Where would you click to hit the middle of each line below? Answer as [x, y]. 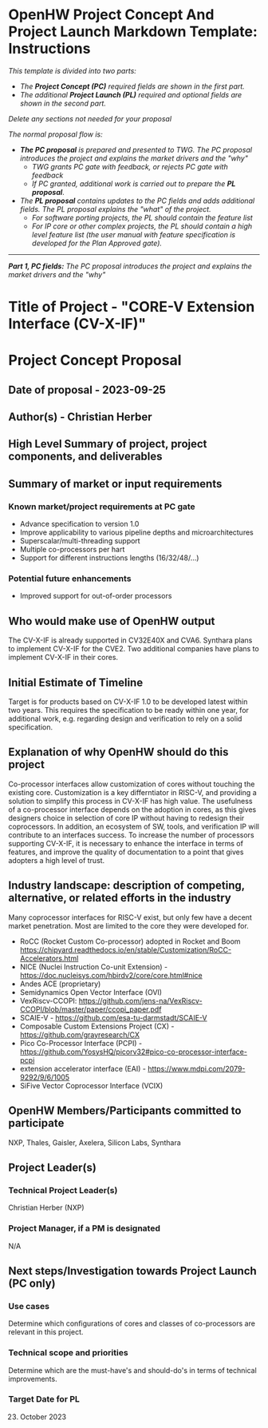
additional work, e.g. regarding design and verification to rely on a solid [125, 719]
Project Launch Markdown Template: [133, 32]
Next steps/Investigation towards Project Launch [132, 1271]
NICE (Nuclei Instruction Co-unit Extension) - [94, 967]
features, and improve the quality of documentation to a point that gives [126, 852]
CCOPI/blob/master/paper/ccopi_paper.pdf [91, 1009]
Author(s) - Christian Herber [81, 417]
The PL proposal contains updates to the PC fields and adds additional [137, 201]
